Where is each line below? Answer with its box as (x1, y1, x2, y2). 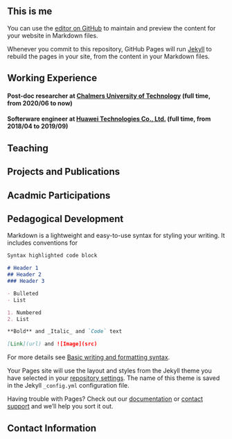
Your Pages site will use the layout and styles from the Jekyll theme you (7, 367, 213, 375)
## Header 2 (7, 271, 42, 278)
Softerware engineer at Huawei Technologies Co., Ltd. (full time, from (7, 114, 211, 123)
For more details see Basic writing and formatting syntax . (7, 353, 170, 361)
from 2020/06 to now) (7, 98, 73, 107)
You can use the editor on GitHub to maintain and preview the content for (7, 24, 216, 32)
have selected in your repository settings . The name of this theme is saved (7, 374, 220, 382)
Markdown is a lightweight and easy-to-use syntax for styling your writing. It (7, 232, 225, 240)
